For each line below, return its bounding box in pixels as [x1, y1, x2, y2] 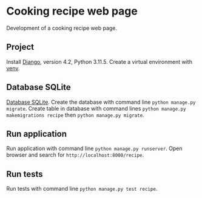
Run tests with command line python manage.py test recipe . [6, 185, 158, 193]
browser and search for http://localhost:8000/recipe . [6, 151, 144, 159]
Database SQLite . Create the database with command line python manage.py [6, 98, 196, 106]
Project [6, 42, 35, 52]
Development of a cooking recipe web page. [6, 24, 117, 32]
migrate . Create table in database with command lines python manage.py [6, 104, 186, 112]
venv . [6, 64, 20, 72]
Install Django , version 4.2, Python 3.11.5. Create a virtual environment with [6, 58, 193, 65]
